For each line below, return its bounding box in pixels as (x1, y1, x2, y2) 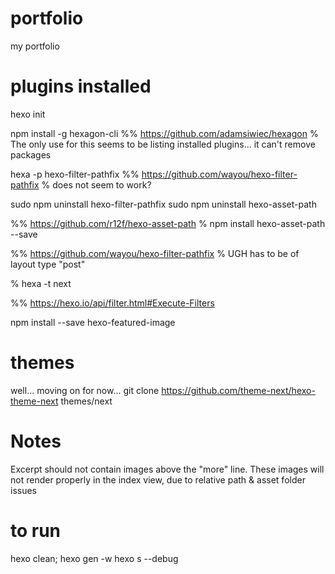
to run (10, 519, 62, 542)
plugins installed (10, 75, 152, 98)
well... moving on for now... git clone (10, 384, 160, 396)
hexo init (10, 108, 46, 120)
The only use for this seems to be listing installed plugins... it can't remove (10, 138, 316, 150)
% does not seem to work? (41, 178, 152, 191)
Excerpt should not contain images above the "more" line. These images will (10, 463, 325, 475)
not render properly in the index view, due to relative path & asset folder (10, 473, 306, 486)
